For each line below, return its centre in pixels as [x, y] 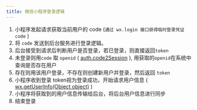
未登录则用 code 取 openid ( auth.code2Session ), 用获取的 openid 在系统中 [103, 57]
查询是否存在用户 [36, 65]
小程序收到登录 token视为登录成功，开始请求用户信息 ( [81, 80]
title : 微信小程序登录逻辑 [36, 12]
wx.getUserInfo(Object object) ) [54, 86]
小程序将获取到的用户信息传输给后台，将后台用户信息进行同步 [90, 93]
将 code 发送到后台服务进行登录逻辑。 [61, 43]
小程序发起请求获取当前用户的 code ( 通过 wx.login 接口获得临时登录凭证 [100, 29]
